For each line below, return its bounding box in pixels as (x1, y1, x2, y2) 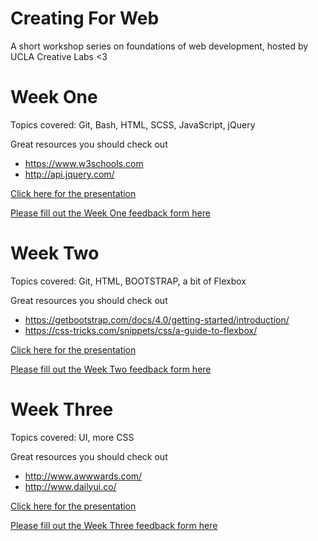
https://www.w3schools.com (24, 157, 144, 169)
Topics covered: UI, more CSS (10, 431, 135, 443)
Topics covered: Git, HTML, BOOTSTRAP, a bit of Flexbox (10, 275, 247, 287)
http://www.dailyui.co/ (24, 480, 117, 492)
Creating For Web (10, 7, 160, 30)
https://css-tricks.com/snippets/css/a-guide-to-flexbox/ (24, 324, 258, 336)
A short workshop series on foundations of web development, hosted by (10, 40, 309, 52)
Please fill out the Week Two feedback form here (10, 363, 212, 375)
